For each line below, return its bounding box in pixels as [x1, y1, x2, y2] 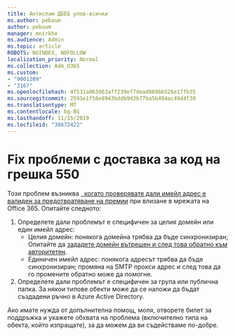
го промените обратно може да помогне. [27, 270, 153, 278]
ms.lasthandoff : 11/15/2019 [7, 114, 90, 121]
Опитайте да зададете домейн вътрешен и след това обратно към [27, 240, 228, 249]
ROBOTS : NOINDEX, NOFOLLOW [7, 50, 86, 57]
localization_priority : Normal [7, 56, 99, 63]
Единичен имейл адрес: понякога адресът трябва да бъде [27, 255, 203, 264]
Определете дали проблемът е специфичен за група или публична [17, 278, 219, 286]
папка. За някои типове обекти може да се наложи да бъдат [17, 285, 200, 293]
